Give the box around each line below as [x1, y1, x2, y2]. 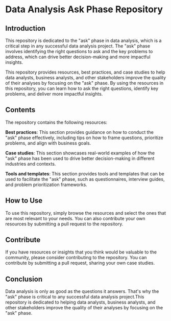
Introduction [5, 24, 46, 33]
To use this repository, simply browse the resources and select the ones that [5, 210, 166, 216]
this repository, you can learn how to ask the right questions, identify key [5, 85, 159, 91]
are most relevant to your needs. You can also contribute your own [5, 215, 145, 221]
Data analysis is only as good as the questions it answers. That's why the [5, 288, 159, 294]
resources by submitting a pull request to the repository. [5, 221, 124, 227]
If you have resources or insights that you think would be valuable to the [5, 249, 157, 255]
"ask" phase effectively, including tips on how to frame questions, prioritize [5, 134, 163, 141]
